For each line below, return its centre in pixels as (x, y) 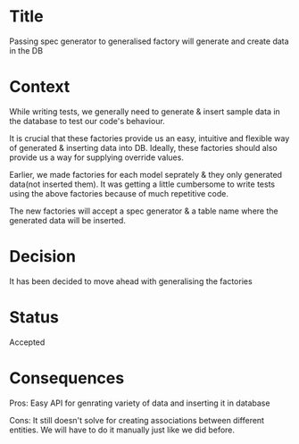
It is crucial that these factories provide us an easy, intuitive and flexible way (149, 138)
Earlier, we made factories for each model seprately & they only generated (146, 174)
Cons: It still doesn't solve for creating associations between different (137, 420)
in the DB (26, 50)
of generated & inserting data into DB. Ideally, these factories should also (144, 147)
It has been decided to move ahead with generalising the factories (131, 281)
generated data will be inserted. (68, 220)
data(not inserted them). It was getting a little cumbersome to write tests (142, 184)
